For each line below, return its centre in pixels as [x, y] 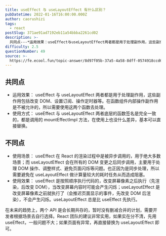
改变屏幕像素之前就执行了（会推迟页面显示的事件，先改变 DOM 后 [79, 193]
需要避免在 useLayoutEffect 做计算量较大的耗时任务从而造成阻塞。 [80, 174]
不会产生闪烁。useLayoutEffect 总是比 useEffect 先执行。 [81, 199]
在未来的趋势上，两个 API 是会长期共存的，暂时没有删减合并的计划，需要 [79, 210]
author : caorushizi [25, 19]
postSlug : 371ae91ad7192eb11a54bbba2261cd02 [52, 33]
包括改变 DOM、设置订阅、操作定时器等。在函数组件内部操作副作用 [90, 101]
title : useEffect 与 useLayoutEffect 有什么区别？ [56, 10]
